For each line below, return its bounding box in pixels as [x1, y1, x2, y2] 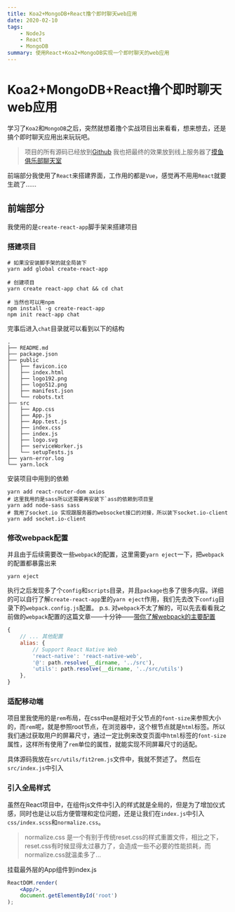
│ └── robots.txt [7, 394, 65, 401]
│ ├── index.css [7, 424, 61, 431]
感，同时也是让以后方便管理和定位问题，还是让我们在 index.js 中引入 [7, 809, 205, 817]
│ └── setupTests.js [7, 448, 74, 456]
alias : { [20, 639, 46, 646]
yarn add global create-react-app [7, 265, 109, 272]
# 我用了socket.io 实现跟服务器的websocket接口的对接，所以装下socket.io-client [7, 509, 228, 516]
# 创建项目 [7, 279, 35, 286]
